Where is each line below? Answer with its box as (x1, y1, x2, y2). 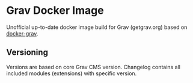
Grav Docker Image (6, 4, 104, 17)
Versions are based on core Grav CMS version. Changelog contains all (6, 63, 180, 70)
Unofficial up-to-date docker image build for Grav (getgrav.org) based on (6, 23, 188, 31)
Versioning (6, 48, 48, 58)
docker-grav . (6, 29, 38, 37)
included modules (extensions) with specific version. (6, 70, 137, 77)
